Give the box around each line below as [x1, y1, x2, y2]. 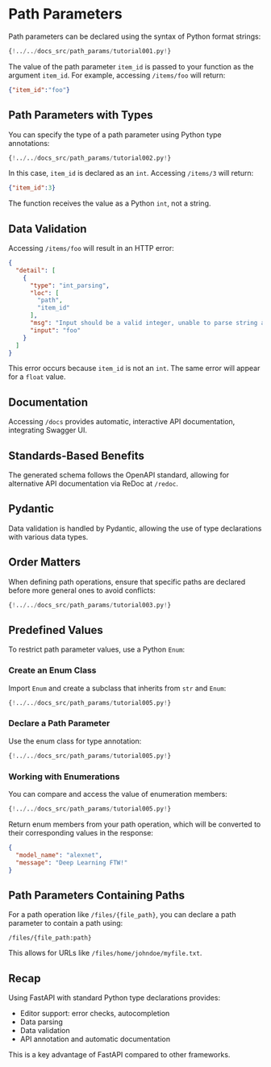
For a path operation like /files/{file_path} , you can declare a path [8, 910, 236, 919]
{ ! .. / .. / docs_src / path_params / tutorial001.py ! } [8, 47, 172, 55]
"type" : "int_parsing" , [29, 281, 110, 290]
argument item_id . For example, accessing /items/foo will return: [8, 70, 226, 80]
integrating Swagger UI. [8, 425, 87, 436]
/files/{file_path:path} [8, 934, 92, 942]
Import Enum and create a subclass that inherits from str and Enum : [8, 683, 227, 693]
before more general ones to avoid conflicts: [8, 586, 156, 595]
